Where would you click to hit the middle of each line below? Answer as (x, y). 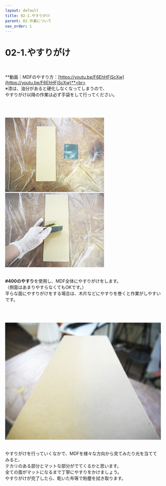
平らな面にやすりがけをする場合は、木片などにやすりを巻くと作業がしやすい (83, 294)
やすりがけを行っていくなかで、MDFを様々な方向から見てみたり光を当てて (81, 454)
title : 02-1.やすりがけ (28, 16)
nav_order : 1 (19, 26)
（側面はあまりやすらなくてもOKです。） (46, 287)
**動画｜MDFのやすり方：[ (33, 77)
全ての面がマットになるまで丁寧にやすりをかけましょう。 (63, 472)
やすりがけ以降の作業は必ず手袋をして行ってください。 (61, 95)
